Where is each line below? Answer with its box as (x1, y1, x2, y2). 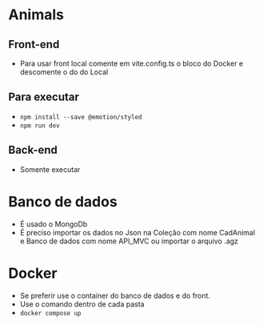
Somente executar (19, 164, 81, 174)
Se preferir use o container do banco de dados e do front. (19, 291, 210, 300)
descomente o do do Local (19, 67, 109, 77)
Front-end (8, 38, 60, 51)
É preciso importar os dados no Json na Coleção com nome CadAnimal (19, 227, 256, 237)
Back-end (8, 143, 58, 157)
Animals (8, 6, 65, 24)
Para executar (8, 90, 80, 104)
